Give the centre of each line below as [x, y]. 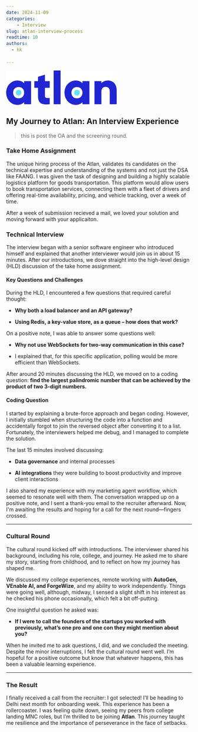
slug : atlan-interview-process [44, 31]
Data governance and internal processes [65, 461]
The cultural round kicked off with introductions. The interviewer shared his [98, 549]
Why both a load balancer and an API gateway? [73, 311]
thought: [16, 299]
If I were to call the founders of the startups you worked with [90, 621]
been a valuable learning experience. [51, 664]
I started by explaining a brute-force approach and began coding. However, [98, 413]
